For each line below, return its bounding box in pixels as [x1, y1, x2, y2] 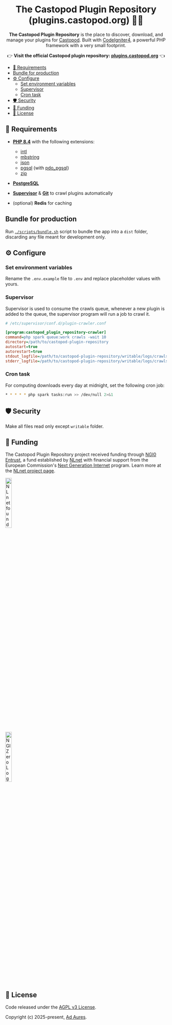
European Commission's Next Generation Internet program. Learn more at [5, 462, 161, 469]
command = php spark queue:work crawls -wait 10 [5, 335, 106, 340]
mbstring [20, 154, 40, 160]
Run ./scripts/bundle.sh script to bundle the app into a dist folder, [5, 228, 148, 234]
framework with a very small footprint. [46, 42, 126, 48]
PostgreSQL [12, 180, 39, 186]
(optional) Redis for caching [12, 200, 72, 206]
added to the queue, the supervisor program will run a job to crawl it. [5, 311, 150, 317]
